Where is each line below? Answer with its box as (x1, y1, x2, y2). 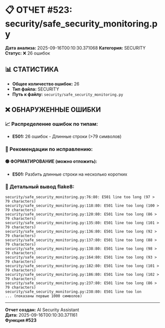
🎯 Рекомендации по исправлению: (5, 146, 93, 153)
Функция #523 (5, 317, 37, 323)
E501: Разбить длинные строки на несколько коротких (12, 171, 128, 177)
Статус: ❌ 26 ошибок (5, 50, 51, 56)
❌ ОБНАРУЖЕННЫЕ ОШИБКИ (5, 106, 101, 114)
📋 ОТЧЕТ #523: (5, 4, 73, 16)
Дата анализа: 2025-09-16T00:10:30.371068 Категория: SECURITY (5, 45, 146, 51)
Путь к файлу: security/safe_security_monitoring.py (12, 91, 124, 97)
